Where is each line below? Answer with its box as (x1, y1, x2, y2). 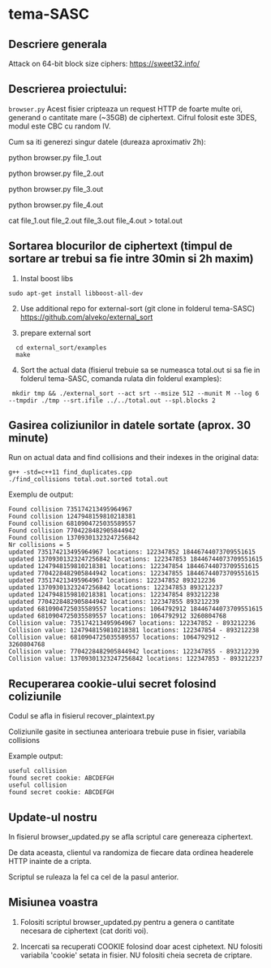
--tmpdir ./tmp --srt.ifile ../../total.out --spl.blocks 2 (8, 396, 217, 405)
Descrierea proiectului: (8, 82, 127, 96)
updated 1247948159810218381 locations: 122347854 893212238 (8, 591, 220, 599)
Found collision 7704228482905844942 (8, 527, 136, 535)
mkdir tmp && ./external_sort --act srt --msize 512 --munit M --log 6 (11, 389, 260, 397)
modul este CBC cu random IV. (8, 121, 111, 131)
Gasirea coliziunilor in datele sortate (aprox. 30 (8, 419, 252, 432)
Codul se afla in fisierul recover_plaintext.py (8, 711, 156, 721)
